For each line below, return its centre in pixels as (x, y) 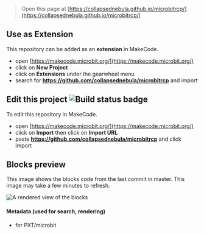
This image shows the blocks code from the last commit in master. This (96, 179)
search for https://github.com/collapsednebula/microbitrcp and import (106, 80)
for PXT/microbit (36, 225)
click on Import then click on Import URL (66, 132)
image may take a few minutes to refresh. (58, 186)
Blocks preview (36, 165)
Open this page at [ (45, 9)
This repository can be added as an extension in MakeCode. (83, 49)
